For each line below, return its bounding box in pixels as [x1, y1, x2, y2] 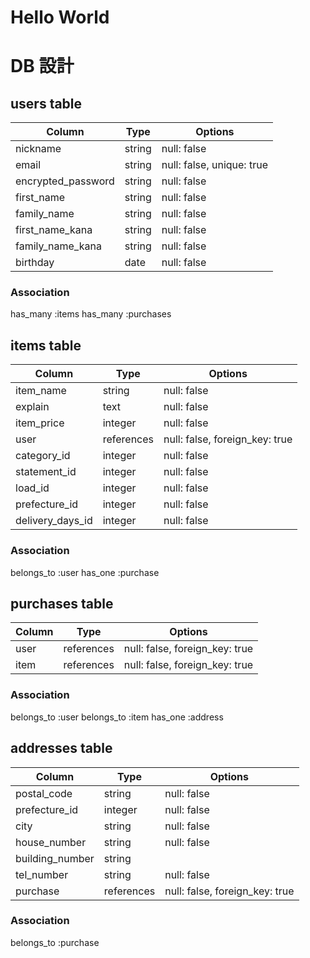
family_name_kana [15, 239, 102, 253]
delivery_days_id [15, 514, 93, 528]
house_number [15, 835, 87, 849]
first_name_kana [15, 223, 93, 237]
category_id [15, 449, 71, 463]
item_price [15, 416, 65, 430]
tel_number [15, 867, 69, 881]
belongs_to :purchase [10, 936, 100, 948]
